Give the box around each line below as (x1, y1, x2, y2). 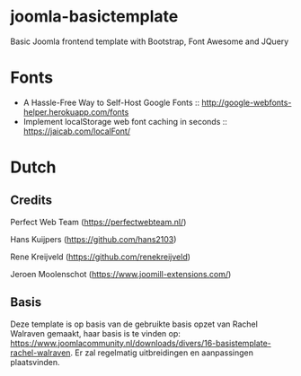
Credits (10, 193, 53, 208)
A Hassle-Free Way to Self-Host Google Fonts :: (22, 97, 200, 108)
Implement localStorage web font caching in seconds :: (22, 116, 228, 127)
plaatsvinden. (10, 356, 61, 367)
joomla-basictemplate (10, 6, 179, 27)
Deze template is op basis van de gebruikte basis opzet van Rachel (10, 319, 259, 329)
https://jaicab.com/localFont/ (22, 126, 131, 136)
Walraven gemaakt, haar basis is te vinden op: (10, 328, 181, 338)
